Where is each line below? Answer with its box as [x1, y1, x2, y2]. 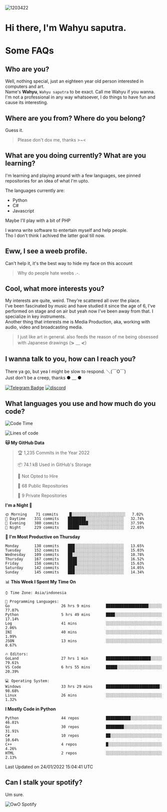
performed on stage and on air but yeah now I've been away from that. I [5, 308, 153, 314]
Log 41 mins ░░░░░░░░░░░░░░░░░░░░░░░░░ [5, 621, 162, 626]
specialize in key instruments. [5, 313, 66, 319]
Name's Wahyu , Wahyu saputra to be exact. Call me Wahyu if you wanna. [5, 89, 155, 95]
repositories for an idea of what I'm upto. [5, 177, 89, 183]
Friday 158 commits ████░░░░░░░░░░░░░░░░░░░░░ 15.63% [5, 561, 144, 566]
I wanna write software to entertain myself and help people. [5, 227, 128, 233]
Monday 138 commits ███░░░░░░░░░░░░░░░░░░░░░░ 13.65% [5, 543, 144, 548]
